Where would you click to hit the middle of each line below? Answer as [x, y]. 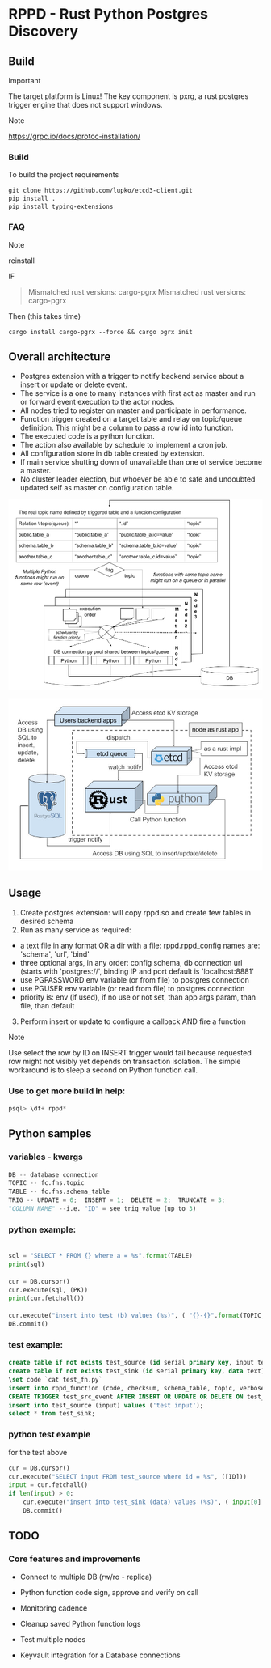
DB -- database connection [54, 1174]
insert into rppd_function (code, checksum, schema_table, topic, [122, 1388]
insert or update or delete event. [73, 384]
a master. [35, 471]
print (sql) [27, 1264]
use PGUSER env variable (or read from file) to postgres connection [132, 988]
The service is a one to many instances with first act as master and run [138, 393]
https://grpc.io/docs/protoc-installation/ [75, 136]
